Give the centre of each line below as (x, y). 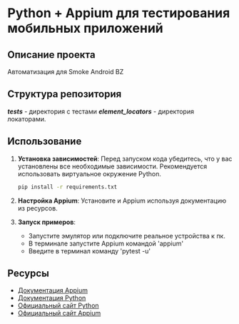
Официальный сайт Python (58, 305)
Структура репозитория (65, 94)
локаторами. (27, 118)
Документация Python (52, 298)
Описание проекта (51, 55)
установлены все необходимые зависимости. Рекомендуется (112, 166)
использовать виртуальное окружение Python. (90, 173)
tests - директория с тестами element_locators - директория (101, 111)
